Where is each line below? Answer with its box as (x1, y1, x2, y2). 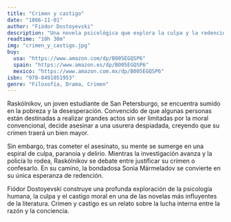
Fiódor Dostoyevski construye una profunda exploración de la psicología (7, 185, 212, 193)
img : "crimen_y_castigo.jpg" (7, 42, 91, 49)
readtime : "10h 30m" (7, 36, 67, 43)
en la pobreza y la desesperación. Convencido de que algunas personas (7, 107, 212, 115)
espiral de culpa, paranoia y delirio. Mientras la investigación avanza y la (7, 150, 212, 158)
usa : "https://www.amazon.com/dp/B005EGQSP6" (13, 55, 146, 62)
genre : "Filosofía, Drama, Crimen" (7, 81, 109, 88)
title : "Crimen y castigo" (7, 10, 85, 17)
